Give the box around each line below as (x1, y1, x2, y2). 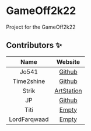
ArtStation (54, 87, 82, 95)
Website (56, 57, 80, 65)
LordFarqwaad (9, 115, 49, 123)
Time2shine (12, 77, 45, 85)
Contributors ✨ (6, 40, 62, 50)
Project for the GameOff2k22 (6, 23, 76, 30)
